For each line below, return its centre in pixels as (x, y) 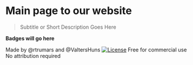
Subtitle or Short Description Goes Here (68, 27)
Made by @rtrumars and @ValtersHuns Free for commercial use (96, 49)
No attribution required (33, 56)
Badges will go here (30, 38)
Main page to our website (69, 11)
